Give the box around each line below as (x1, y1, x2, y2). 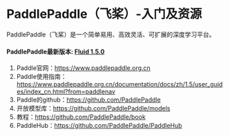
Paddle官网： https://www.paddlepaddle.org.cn (16, 64, 151, 72)
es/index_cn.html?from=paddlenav (16, 87, 115, 96)
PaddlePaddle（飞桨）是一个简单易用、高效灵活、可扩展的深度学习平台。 (6, 30, 215, 38)
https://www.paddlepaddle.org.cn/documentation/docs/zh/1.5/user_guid (16, 80, 223, 89)
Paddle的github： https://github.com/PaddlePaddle (16, 95, 161, 104)
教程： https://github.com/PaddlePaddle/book (16, 113, 146, 121)
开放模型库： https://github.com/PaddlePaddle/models (16, 104, 171, 113)
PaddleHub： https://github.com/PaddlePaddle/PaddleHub (16, 122, 182, 130)
